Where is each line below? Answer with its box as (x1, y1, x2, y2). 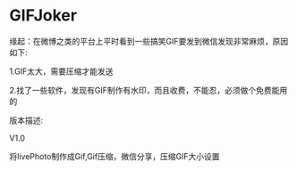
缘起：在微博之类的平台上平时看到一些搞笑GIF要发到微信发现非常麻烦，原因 (9, 36, 289, 46)
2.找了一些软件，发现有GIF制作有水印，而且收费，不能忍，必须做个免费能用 (9, 85, 288, 95)
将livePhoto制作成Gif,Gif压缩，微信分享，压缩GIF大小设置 (9, 150, 221, 161)
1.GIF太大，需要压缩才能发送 (9, 66, 114, 77)
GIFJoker (9, 5, 78, 26)
